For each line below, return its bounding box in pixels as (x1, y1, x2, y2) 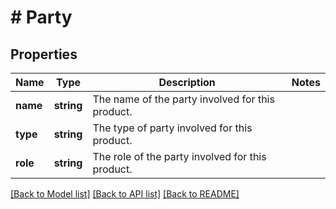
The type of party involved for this (92, 121, 253, 135)
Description (158, 76, 216, 89)
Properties (10, 46, 78, 63)
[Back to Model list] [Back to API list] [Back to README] (10, 188, 240, 200)
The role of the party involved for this (92, 150, 267, 163)
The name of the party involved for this (92, 92, 275, 106)
